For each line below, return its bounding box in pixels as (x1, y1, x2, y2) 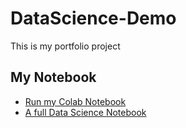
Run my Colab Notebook (24, 95, 127, 107)
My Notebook (10, 69, 97, 86)
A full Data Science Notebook (24, 106, 147, 118)
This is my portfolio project (10, 40, 121, 52)
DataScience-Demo (10, 7, 177, 30)
